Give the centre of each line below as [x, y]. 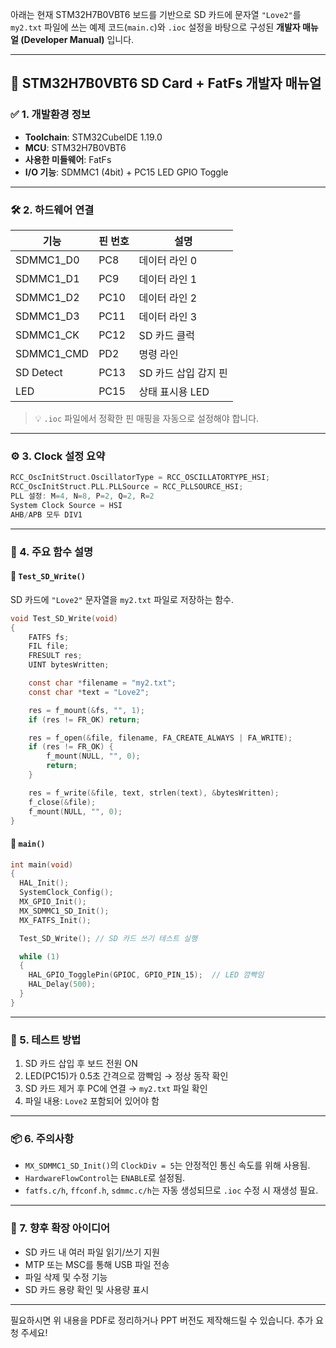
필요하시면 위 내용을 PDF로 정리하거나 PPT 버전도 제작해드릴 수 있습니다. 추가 [162, 1320]
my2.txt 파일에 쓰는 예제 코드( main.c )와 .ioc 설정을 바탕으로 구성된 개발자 [155, 27]
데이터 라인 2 [168, 298]
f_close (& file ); [62, 802]
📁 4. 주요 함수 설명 [52, 551]
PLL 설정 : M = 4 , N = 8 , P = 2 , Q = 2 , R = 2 [82, 496]
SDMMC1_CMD [52, 353]
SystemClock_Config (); [66, 893]
